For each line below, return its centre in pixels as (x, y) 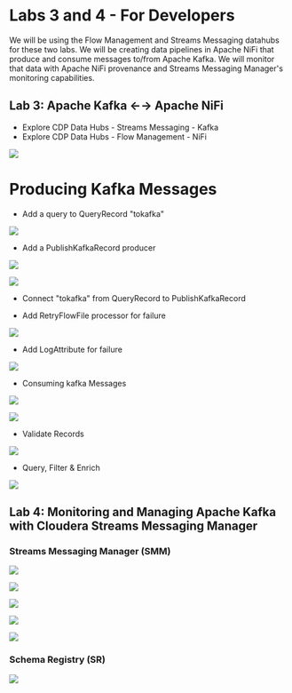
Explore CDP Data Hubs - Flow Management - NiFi (114, 136)
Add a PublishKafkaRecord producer (89, 247)
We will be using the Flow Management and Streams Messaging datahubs (144, 40)
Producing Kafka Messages (113, 189)
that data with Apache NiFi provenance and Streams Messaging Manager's (146, 68)
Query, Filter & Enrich (61, 467)
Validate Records (53, 434)
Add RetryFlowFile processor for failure (94, 315)
